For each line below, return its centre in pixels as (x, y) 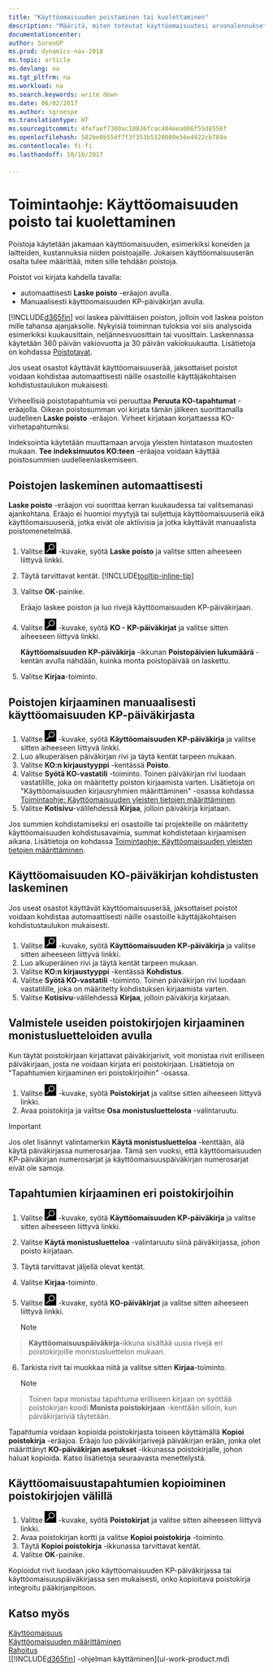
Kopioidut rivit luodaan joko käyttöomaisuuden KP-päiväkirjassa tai (120, 1570)
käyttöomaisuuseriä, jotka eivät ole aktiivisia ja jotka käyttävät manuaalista (132, 523)
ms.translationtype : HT (49, 120)
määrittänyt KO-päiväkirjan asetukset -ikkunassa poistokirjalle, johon (126, 1449)
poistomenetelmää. (41, 531)
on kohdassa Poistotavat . (51, 352)
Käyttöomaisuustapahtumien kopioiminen (117, 1483)
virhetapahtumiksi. (39, 427)
